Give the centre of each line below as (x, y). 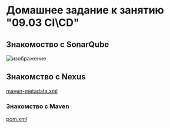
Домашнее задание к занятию (85, 10)
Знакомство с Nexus (46, 77)
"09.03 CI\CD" (43, 23)
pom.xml (17, 119)
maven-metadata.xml (32, 91)
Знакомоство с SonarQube (58, 44)
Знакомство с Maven (38, 106)
